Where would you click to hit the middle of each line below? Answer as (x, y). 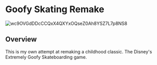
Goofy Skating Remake (55, 9)
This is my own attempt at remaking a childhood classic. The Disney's (79, 51)
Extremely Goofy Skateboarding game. (46, 57)
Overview (21, 39)
